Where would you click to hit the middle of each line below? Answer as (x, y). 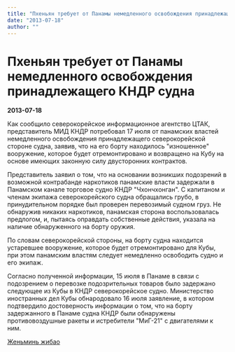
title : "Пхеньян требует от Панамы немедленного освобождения (100, 14)
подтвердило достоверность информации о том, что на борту (100, 306)
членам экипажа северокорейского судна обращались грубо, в (103, 197)
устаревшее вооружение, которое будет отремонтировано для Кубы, (112, 248)
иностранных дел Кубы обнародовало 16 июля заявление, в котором (111, 299)
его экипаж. (25, 262)
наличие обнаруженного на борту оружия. (71, 227)
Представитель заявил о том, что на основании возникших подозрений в (117, 175)
